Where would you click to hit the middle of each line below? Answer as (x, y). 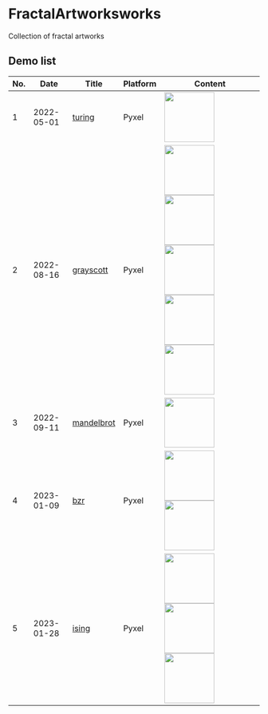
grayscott (90, 270)
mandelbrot (94, 422)
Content (210, 83)
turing (83, 117)
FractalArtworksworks (85, 14)
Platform (140, 83)
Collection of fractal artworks (57, 36)
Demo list (32, 61)
